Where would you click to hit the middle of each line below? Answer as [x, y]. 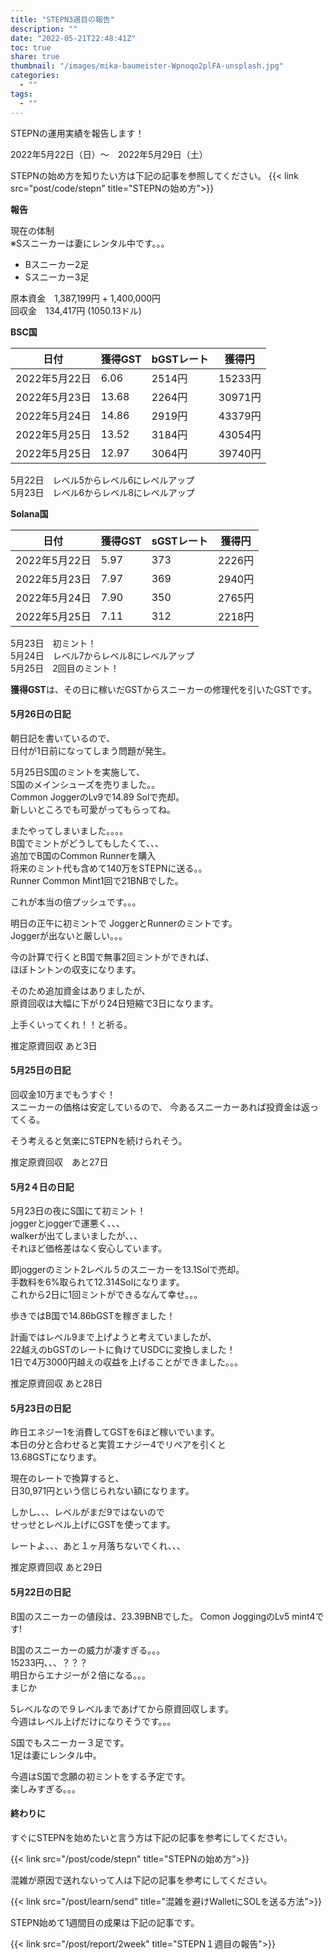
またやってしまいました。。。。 [69, 830]
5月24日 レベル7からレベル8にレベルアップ [102, 655]
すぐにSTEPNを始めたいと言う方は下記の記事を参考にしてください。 [151, 1837]
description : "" [44, 29]
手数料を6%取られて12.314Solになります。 [97, 1282]
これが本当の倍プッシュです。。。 [76, 902]
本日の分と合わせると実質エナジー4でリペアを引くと [118, 1445]
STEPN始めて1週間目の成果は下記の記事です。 [105, 1922]
